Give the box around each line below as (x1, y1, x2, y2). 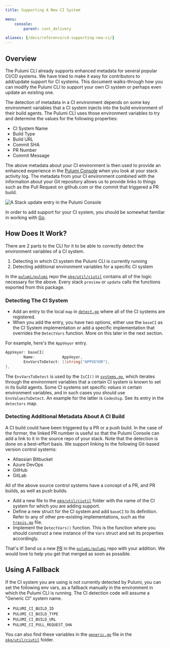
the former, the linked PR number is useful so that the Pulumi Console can (5, 430, 160, 436)
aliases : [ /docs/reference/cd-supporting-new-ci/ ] (5, 35, 115, 41)
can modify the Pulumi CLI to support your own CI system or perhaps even (5, 84, 161, 90)
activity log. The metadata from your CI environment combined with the (5, 173, 155, 179)
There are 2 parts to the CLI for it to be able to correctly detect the (5, 242, 144, 249)
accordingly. (12, 535, 39, 542)
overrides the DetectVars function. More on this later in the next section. (12, 330, 163, 336)
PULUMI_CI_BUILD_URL (12, 617, 56, 622)
